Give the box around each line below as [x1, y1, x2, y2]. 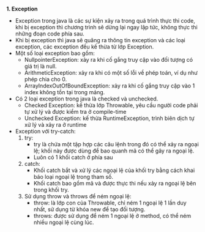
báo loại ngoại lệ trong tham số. [33, 173, 114, 180]
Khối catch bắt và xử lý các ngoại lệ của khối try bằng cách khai [33, 167, 195, 174]
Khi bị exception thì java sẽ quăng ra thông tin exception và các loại [15, 37, 185, 43]
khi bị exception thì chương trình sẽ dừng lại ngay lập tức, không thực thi [15, 24, 198, 31]
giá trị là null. [24, 62, 57, 70]
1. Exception [6, 6, 38, 12]
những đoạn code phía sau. [15, 30, 84, 37]
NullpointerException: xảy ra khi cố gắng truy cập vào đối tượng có [24, 56, 193, 63]
